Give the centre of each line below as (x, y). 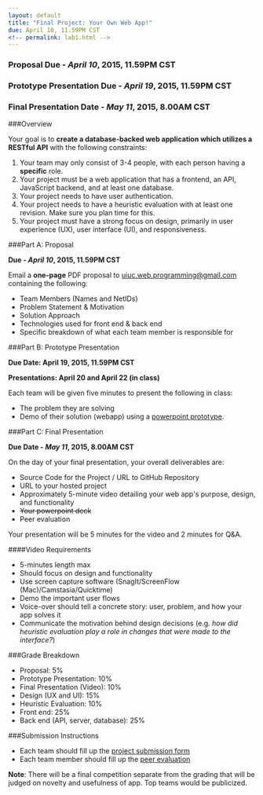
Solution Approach (49, 316)
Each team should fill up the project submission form (105, 751)
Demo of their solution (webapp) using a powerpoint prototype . (122, 416)
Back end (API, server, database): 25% (82, 720)
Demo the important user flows (69, 599)
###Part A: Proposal (41, 245)
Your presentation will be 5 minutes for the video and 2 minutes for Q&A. (125, 534)
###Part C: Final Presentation (56, 432)
